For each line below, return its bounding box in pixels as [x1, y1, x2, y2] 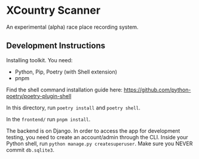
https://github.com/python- [123, 86, 191, 93]
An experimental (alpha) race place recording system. [6, 23, 139, 30]
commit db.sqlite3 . [6, 146, 55, 153]
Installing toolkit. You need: [6, 56, 73, 63]
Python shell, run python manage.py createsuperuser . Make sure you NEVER [6, 140, 193, 147]
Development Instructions [6, 41, 106, 51]
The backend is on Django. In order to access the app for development [6, 127, 180, 134]
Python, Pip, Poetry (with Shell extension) [14, 68, 118, 75]
